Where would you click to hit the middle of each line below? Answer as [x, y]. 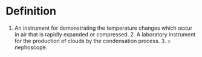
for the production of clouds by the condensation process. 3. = [93, 41]
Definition [31, 11]
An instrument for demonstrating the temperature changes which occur [103, 28]
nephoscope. [31, 47]
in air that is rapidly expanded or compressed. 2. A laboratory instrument [105, 34]
